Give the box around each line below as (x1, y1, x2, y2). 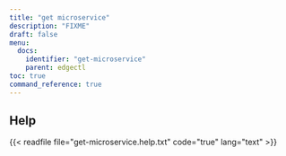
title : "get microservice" (9, 13, 110, 22)
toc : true (9, 72, 47, 81)
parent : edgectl (25, 64, 87, 73)
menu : (9, 38, 30, 48)
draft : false (9, 30, 58, 39)
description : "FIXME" (9, 22, 91, 30)
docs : (17, 47, 39, 56)
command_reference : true (9, 80, 102, 89)
